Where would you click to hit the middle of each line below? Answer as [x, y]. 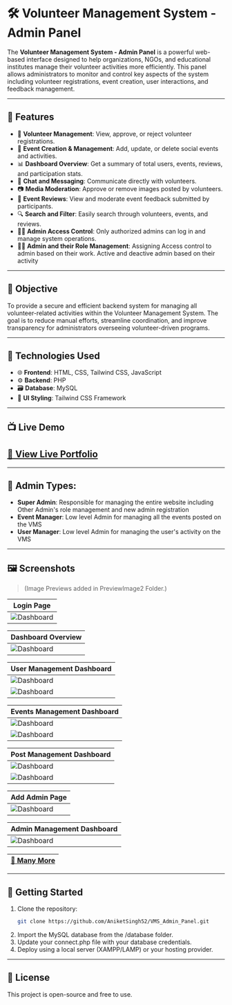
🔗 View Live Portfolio [52, 454]
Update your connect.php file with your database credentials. [104, 942]
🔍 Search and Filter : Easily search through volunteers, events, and [113, 214]
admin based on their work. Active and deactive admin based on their [116, 253]
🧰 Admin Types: [42, 486]
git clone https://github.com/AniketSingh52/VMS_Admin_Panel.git [113, 922]
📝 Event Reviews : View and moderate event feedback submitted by [113, 199]
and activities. [37, 156]
